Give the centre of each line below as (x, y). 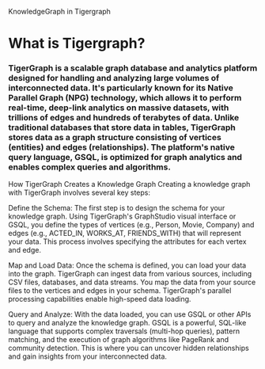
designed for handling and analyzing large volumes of (114, 78)
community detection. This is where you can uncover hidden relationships (129, 348)
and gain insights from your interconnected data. (88, 356)
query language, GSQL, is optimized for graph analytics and (125, 158)
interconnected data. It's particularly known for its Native (121, 88)
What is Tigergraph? (77, 44)
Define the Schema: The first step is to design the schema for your (117, 208)
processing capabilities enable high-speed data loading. (100, 299)
